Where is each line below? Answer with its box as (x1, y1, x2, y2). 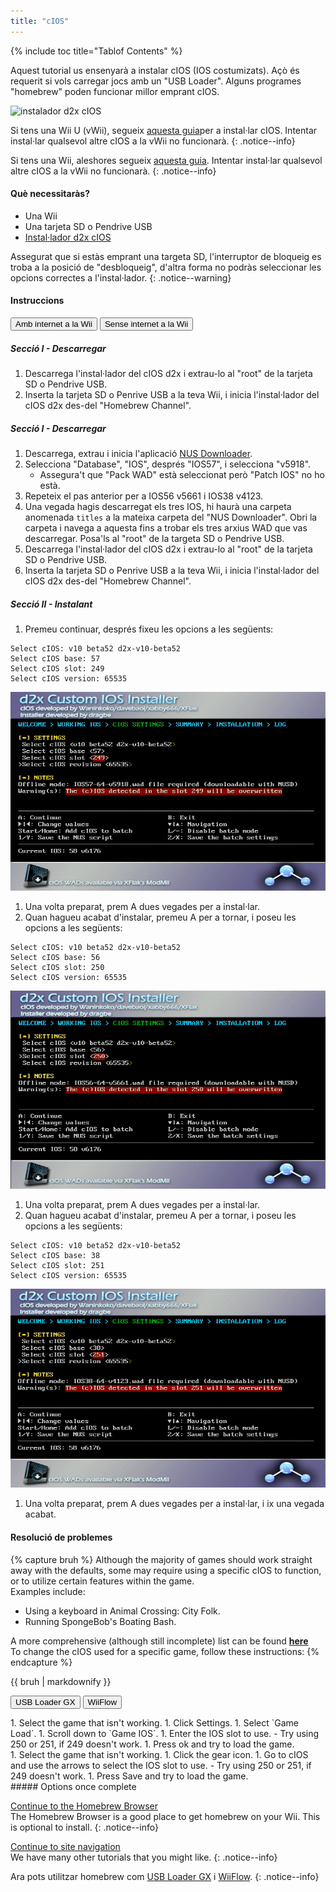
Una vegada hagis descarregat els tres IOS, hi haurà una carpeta (24, 500, 292, 512)
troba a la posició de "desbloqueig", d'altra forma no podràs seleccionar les (10, 261, 322, 273)
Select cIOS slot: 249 (10, 663, 105, 674)
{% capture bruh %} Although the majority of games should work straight (10, 1553, 313, 1565)
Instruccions (10, 295, 65, 307)
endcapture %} (10, 1656, 73, 1668)
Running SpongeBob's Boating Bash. (24, 1615, 177, 1627)
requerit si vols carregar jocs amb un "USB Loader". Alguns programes (10, 75, 302, 87)
